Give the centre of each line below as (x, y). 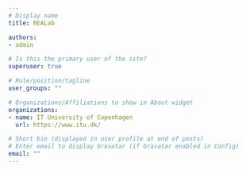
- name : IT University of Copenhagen (71, 117)
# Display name (33, 15)
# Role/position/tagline (49, 81)
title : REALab (32, 23)
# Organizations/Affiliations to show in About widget (101, 102)
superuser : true (35, 67)
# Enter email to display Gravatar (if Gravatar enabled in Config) (124, 147)
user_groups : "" (35, 88)
